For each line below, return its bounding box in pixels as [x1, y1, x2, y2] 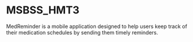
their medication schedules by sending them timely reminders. [6, 29, 159, 36]
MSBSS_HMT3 [6, 3, 80, 17]
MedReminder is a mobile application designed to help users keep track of [6, 23, 188, 30]
